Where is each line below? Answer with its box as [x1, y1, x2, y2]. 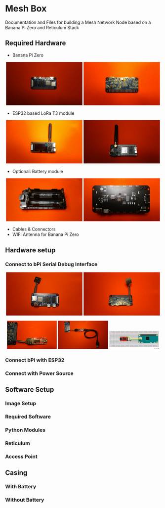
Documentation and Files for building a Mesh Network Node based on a [5, 19, 151, 25]
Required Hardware [5, 39, 66, 47]
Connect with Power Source [5, 370, 74, 377]
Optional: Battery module [12, 168, 63, 174]
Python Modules [5, 426, 46, 433]
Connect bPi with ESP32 [5, 357, 65, 364]
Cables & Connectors [12, 226, 56, 232]
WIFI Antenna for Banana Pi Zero [12, 231, 79, 237]
